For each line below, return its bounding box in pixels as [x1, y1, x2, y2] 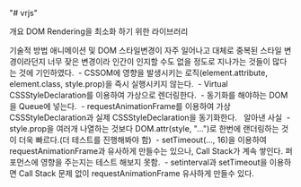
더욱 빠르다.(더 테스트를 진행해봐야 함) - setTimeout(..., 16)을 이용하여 [18, 134, 267, 145]
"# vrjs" [9, 8, 38, 18]
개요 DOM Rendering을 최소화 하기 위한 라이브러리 [9, 26, 189, 37]
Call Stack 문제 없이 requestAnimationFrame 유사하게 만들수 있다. [18, 168, 254, 178]
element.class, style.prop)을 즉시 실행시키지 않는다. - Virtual [9, 79, 228, 89]
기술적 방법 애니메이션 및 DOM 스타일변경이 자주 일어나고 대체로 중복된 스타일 [9, 45, 282, 55]
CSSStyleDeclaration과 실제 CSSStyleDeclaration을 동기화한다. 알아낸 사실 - [9, 112, 290, 123]
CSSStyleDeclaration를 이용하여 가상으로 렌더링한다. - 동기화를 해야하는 [9, 89, 268, 100]
